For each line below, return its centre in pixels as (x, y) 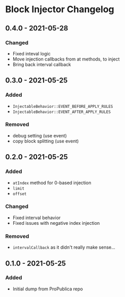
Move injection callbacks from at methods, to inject (66, 59)
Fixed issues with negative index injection (56, 223)
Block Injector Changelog (60, 9)
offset (20, 194)
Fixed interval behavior (37, 218)
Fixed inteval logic (32, 53)
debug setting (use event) (40, 135)
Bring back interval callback (42, 64)
